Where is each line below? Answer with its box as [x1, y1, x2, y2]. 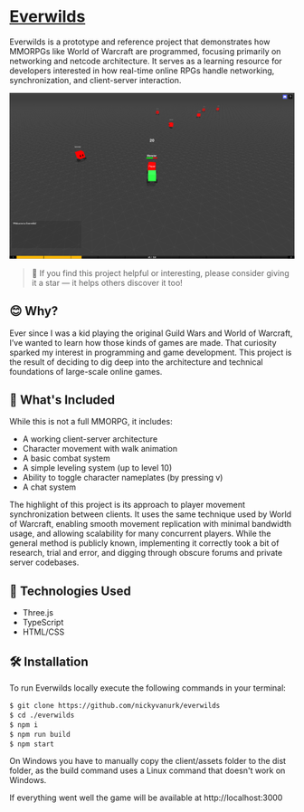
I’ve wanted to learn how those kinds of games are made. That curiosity [9, 337, 278, 348]
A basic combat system [22, 453, 110, 463]
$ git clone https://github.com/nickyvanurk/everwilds [9, 702, 221, 711]
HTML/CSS [22, 626, 65, 637]
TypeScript [22, 617, 64, 628]
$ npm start [9, 740, 54, 749]
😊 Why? [9, 303, 59, 319]
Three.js [22, 607, 54, 618]
